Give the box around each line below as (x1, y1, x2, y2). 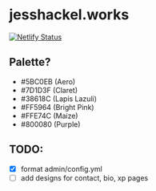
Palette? (9, 55, 51, 69)
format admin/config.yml (20, 164, 102, 173)
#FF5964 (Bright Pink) (20, 102, 94, 112)
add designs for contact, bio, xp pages (20, 173, 149, 182)
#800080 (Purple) (20, 119, 81, 129)
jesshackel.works (9, 6, 130, 24)
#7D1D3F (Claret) (20, 85, 78, 95)
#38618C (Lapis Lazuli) (20, 94, 98, 104)
